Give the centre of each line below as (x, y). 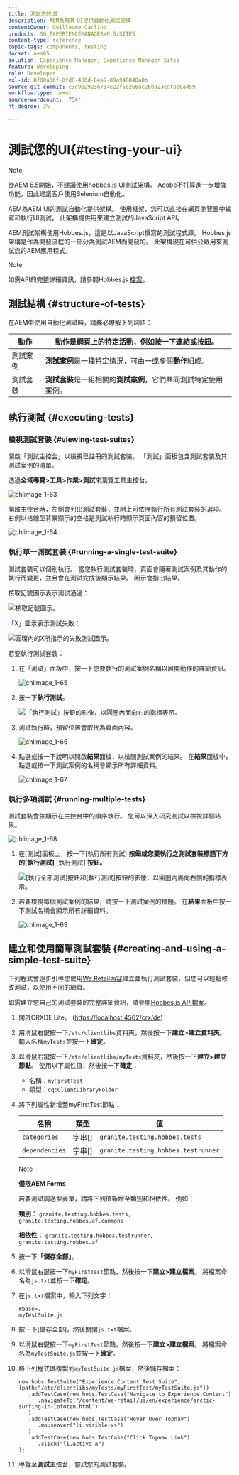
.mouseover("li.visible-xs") (80, 1425)
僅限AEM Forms (42, 1183)
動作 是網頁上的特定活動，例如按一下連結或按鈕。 (137, 342)
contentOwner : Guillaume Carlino (57, 27)
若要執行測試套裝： (36, 653)
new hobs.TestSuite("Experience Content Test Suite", (99, 1382)
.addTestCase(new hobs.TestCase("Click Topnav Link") (109, 1437)
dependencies (44, 1150)
